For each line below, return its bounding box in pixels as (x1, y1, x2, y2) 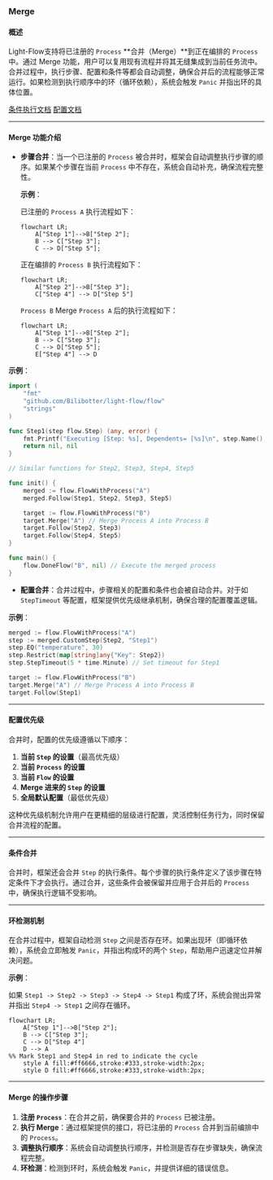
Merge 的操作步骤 (8, 1092, 69, 1102)
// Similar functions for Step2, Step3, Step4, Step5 (8, 464, 195, 473)
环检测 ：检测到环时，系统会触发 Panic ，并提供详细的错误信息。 (19, 1163, 233, 1173)
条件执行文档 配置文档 (8, 104, 82, 115)
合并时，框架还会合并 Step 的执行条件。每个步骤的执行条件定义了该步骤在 (8, 867, 255, 877)
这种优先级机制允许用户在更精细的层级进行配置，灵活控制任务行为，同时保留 (8, 809, 265, 819)
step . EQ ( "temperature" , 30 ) (8, 643, 104, 652)
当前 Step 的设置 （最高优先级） (19, 752, 124, 761)
